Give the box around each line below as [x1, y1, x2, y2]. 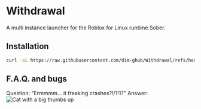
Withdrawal [6, 4, 65, 18]
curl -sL [6, 57, 28, 63]
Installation [6, 41, 49, 52]
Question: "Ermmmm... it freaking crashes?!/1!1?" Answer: [6, 90, 148, 97]
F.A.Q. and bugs [6, 74, 67, 84]
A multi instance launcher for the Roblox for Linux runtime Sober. [6, 24, 166, 31]
